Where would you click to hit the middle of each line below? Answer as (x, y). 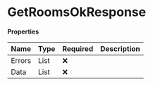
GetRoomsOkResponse (77, 12)
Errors (21, 60)
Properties (23, 31)
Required (78, 48)
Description (120, 48)
